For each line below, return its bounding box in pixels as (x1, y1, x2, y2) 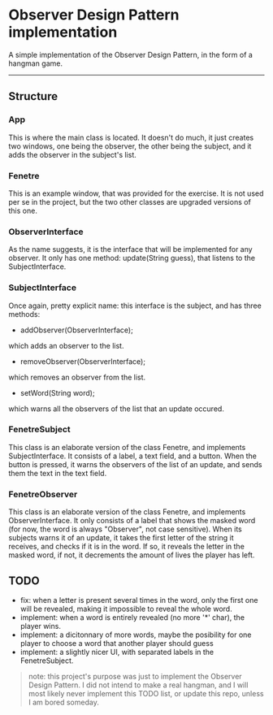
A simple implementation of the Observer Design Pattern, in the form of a (8, 50, 253, 59)
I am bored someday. (28, 697, 99, 707)
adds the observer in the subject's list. (8, 149, 136, 159)
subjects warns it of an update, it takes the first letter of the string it (8, 533, 234, 543)
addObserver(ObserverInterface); (19, 325, 134, 335)
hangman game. (8, 58, 63, 68)
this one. (8, 206, 38, 215)
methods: (8, 309, 41, 318)
